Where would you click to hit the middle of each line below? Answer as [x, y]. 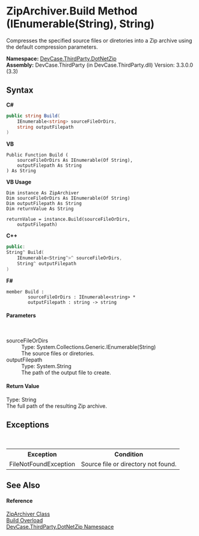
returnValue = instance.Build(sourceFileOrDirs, [68, 220]
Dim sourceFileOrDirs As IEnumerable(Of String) [68, 199]
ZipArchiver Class [28, 514]
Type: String [21, 400]
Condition [128, 454]
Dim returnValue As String [40, 209]
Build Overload [25, 520]
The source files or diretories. [58, 353]
